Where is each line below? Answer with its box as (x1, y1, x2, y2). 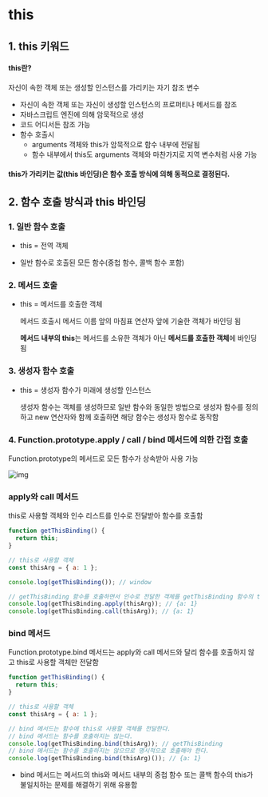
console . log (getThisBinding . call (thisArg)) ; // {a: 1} (8, 607, 195, 615)
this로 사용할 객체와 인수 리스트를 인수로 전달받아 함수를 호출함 (8, 511, 203, 521)
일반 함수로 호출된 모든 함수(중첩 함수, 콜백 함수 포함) (19, 258, 185, 267)
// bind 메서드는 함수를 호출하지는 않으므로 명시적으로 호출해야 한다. (8, 747, 210, 755)
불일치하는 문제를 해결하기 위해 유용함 (19, 780, 138, 790)
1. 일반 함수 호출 (8, 221, 65, 232)
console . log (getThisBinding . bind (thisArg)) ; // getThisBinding (8, 739, 223, 747)
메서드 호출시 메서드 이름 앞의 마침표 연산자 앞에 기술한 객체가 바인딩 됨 (19, 316, 242, 326)
